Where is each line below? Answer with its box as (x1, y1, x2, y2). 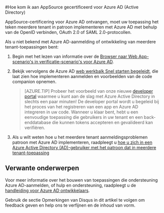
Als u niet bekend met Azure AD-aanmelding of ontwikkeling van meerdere (5, 39, 156, 45)
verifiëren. (24, 125, 46, 131)
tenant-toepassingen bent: (5, 44, 59, 50)
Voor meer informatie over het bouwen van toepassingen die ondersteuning (5, 177, 158, 183)
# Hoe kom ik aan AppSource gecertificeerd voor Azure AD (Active (5, 4, 139, 10)
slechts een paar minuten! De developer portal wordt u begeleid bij (24, 99, 159, 105)
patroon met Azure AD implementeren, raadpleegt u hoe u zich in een (12, 139, 153, 145)
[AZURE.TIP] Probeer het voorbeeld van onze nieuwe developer (24, 88, 153, 94)
